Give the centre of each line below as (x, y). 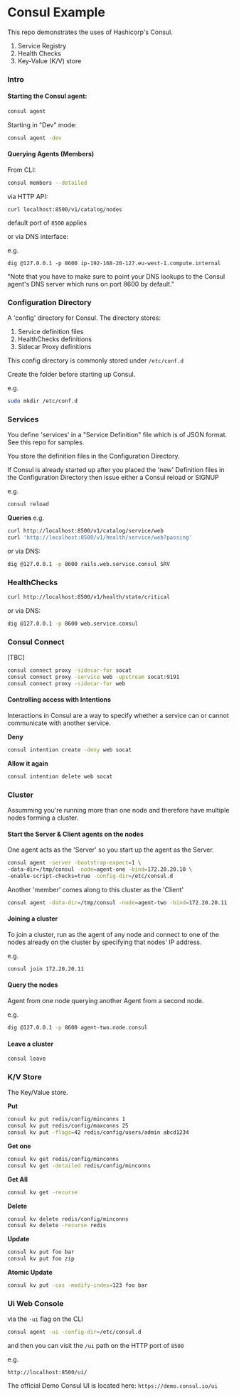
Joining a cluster (33, 919)
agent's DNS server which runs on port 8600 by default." (91, 284)
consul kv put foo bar (41, 1252)
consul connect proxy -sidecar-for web (67, 683)
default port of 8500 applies (47, 223)
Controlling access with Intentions (59, 700)
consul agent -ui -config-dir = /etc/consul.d (74, 1332)
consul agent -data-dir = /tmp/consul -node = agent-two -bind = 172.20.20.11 (117, 903)
